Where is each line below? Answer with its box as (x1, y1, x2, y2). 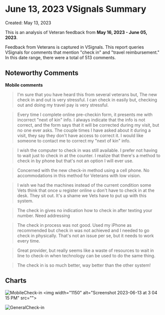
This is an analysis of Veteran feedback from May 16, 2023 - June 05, (5, 29, 148, 35)
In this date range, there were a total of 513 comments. (5, 54, 116, 60)
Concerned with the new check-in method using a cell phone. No (17, 167, 150, 173)
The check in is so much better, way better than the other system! (17, 262, 151, 268)
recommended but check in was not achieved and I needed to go (17, 227, 150, 233)
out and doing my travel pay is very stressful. (17, 102, 109, 108)
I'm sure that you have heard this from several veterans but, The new (17, 91, 158, 97)
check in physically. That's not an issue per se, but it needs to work (17, 233, 154, 239)
